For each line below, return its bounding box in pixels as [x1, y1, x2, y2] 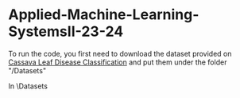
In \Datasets [8, 81, 48, 91]
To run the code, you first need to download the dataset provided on [8, 49, 232, 58]
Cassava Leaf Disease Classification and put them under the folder [8, 57, 227, 67]
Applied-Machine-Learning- [8, 6, 199, 24]
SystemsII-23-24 [8, 22, 124, 41]
